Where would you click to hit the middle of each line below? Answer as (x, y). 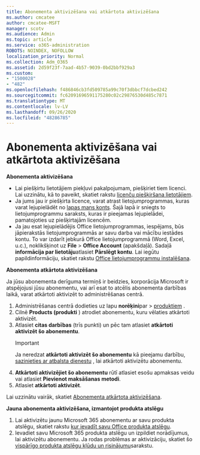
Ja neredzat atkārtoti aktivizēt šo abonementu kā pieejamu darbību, (100, 355)
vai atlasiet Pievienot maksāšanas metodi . (68, 379)
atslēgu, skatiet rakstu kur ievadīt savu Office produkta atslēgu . (93, 427)
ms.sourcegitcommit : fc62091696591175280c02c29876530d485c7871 (87, 95)
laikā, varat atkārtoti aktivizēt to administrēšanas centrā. (75, 294)
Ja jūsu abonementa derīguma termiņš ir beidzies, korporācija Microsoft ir (97, 282)
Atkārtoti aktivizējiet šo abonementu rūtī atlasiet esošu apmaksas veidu (104, 373)
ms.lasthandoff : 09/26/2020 (41, 112)
